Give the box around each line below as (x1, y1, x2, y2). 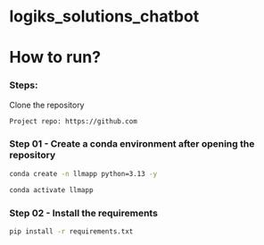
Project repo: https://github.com (9, 116, 138, 126)
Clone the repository (9, 99, 85, 110)
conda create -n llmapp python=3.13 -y (9, 169, 158, 178)
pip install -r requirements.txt (9, 226, 134, 236)
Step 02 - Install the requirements (9, 207, 159, 219)
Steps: (9, 79, 38, 91)
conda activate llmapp (9, 185, 94, 194)
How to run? (9, 47, 101, 68)
